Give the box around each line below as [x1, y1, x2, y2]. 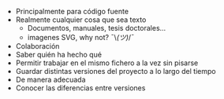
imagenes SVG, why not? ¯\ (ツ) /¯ [27, 33, 135, 42]
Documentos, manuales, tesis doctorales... [27, 24, 166, 32]
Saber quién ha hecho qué [15, 50, 103, 59]
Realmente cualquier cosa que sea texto [15, 15, 147, 24]
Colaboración [15, 42, 60, 50]
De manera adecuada [15, 75, 86, 84]
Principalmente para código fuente [15, 7, 129, 16]
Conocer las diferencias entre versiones [15, 83, 146, 93]
